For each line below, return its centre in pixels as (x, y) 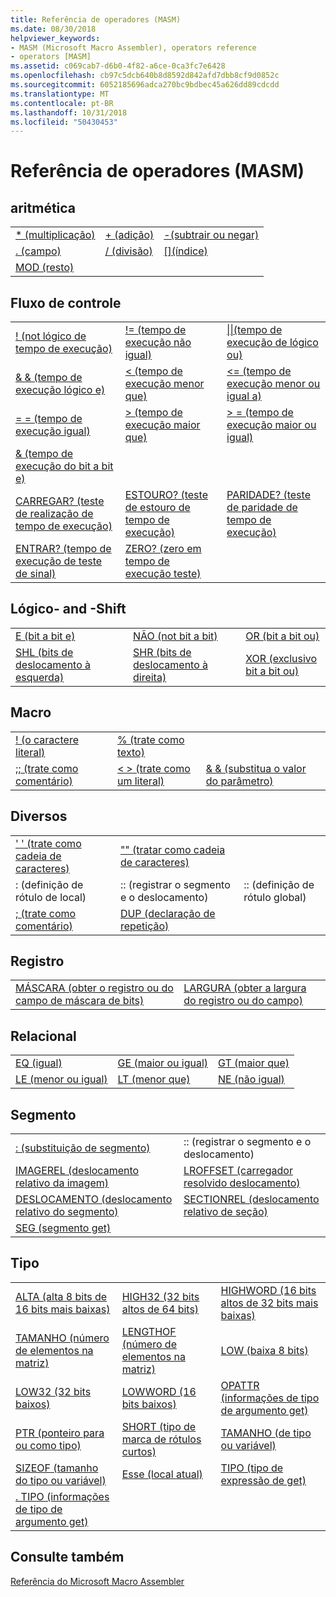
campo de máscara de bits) (80, 1001)
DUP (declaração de (167, 913)
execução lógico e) (60, 390)
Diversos (39, 816)
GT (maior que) (254, 1063)
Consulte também (67, 1557)
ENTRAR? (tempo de (63, 549)
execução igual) (53, 431)
